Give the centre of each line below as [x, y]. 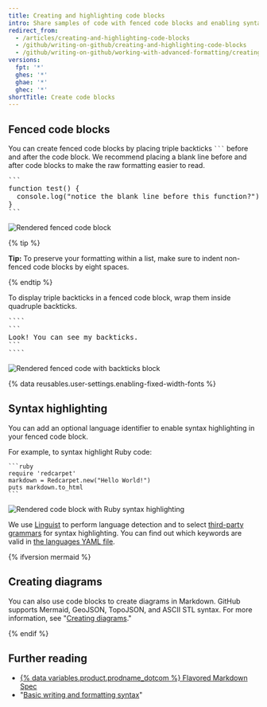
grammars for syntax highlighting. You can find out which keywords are [125, 533]
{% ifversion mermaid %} [50, 557]
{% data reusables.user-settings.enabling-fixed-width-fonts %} [112, 384]
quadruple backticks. [43, 307]
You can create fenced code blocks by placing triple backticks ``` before [128, 149]
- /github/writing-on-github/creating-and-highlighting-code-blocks [131, 45]
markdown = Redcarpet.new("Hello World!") [79, 480]
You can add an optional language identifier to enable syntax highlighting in [132, 428]
